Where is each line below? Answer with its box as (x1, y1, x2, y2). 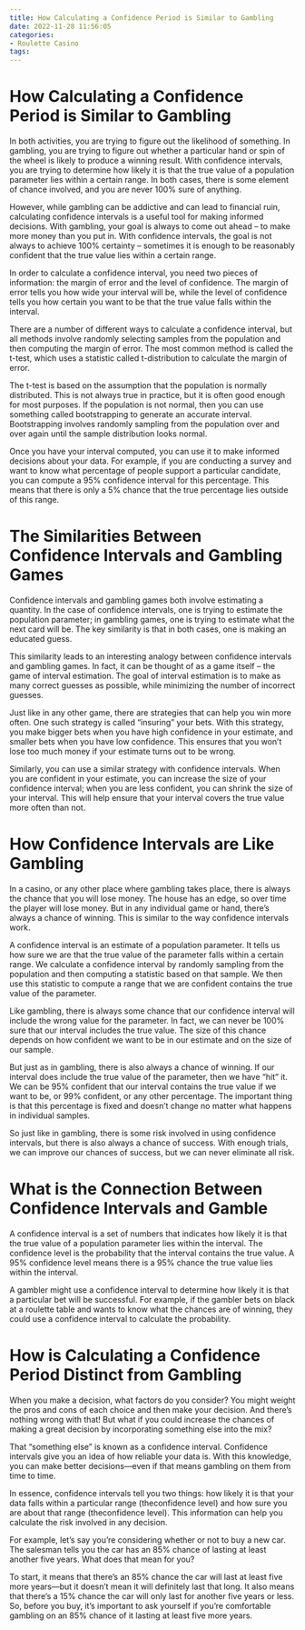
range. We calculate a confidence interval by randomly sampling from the (9, 958, 284, 969)
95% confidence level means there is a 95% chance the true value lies (9, 1256, 274, 1268)
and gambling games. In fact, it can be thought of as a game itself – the (9, 661, 275, 671)
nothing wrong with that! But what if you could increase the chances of (9, 1414, 275, 1425)
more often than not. (9, 802, 86, 813)
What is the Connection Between (9, 1179, 263, 1200)
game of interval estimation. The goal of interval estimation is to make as (9, 670, 281, 681)
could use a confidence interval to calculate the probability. (9, 1313, 231, 1324)
